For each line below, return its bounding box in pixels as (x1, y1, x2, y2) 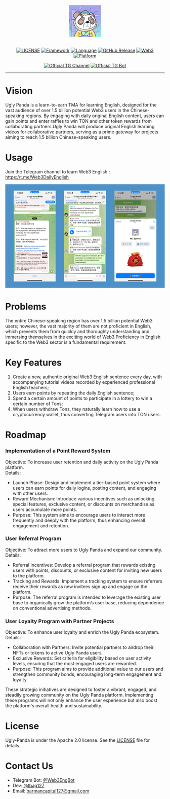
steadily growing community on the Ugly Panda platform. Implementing (5, 692, 154, 698)
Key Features (5, 357, 62, 369)
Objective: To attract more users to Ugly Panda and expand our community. (5, 547, 163, 553)
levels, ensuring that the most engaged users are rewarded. (12, 661, 138, 667)
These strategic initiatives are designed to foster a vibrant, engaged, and (5, 686, 157, 693)
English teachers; (12, 385, 49, 391)
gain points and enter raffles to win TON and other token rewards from (5, 118, 152, 124)
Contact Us (5, 760, 54, 772)
